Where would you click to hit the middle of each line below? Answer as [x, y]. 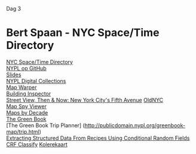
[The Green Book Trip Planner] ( [45, 125]
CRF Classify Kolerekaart [37, 144]
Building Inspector [29, 93]
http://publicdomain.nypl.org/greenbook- [135, 125]
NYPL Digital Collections [36, 81]
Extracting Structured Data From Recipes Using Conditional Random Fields [98, 138]
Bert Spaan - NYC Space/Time [83, 33]
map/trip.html [23, 131]
